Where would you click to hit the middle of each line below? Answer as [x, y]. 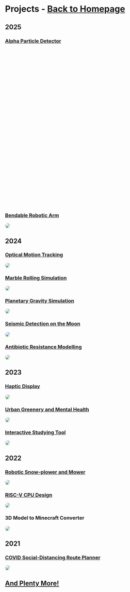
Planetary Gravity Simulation [40, 301]
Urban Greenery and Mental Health [47, 409]
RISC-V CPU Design [29, 495]
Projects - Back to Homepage [65, 9]
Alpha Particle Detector [33, 41]
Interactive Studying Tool [35, 432]
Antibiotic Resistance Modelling [43, 347]
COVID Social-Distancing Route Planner [53, 557]
